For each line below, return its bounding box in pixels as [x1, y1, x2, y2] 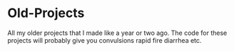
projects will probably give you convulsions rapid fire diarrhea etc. [7, 36, 202, 44]
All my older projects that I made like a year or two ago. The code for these [7, 28, 228, 37]
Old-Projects [7, 5, 85, 21]
